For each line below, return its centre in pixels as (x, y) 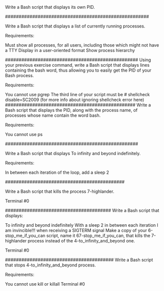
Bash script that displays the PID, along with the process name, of (71, 110)
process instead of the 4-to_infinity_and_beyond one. (82, 241)
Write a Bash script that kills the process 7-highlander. (60, 191)
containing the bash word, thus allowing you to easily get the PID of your (78, 70)
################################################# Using (78, 60)
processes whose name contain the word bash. (53, 115)
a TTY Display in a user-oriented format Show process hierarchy (70, 50)
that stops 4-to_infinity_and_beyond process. (51, 265)
